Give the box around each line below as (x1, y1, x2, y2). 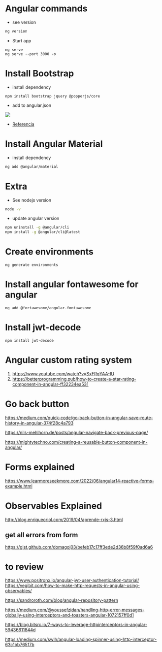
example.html (5, 483, 33, 489)
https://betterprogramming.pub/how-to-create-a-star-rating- (12, 376, 136, 382)
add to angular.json (12, 102, 52, 108)
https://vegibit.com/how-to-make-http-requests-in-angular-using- (5, 583, 140, 588)
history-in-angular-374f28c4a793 (5, 420, 74, 426)
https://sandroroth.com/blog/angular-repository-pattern (5, 597, 119, 603)
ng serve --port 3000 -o (5, 51, 56, 57)
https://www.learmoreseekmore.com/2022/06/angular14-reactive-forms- (5, 478, 154, 484)
